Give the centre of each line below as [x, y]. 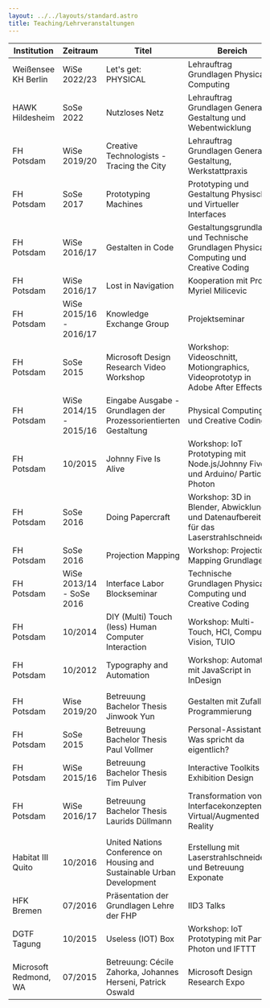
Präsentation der [137, 895]
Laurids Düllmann [139, 820]
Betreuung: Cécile [140, 961]
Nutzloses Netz [135, 112]
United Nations [134, 842]
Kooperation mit [218, 280]
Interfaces [207, 214]
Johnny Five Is [133, 458]
